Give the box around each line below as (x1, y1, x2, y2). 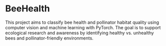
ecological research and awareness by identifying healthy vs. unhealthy (5, 30, 154, 36)
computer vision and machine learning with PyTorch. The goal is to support (5, 24, 161, 30)
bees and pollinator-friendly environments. (5, 35, 94, 41)
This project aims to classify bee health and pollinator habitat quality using (5, 19, 159, 25)
